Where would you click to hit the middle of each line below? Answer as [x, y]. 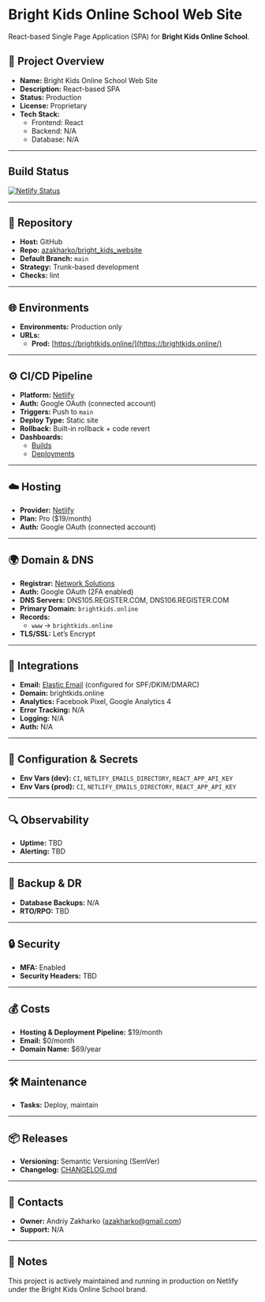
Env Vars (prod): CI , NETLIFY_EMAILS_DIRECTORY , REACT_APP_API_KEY [128, 787]
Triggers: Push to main [56, 412]
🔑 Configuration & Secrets [73, 759]
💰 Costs [29, 1009]
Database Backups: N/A [60, 903]
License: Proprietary [53, 105]
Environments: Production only [71, 327]
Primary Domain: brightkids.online [79, 608]
